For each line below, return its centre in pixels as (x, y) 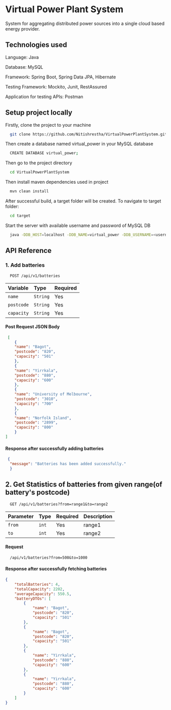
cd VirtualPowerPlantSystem (40, 172)
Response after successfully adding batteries (54, 448)
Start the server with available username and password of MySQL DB (78, 225)
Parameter (21, 516)
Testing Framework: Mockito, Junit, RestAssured (56, 87)
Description (98, 516)
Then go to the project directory (39, 163)
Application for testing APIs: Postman (44, 96)
